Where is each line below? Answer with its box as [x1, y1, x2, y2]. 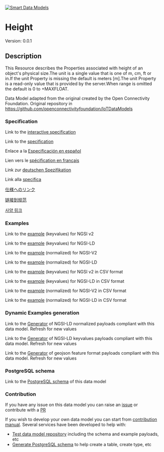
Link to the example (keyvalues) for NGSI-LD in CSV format [5, 278, 125, 284]
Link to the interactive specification [5, 129, 76, 135]
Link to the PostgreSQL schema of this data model [5, 378, 107, 384]
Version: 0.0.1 [5, 38, 32, 44]
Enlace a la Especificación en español [5, 148, 82, 154]
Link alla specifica [5, 177, 42, 182]
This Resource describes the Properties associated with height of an [5, 65, 143, 71]
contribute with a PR [5, 407, 46, 413]
